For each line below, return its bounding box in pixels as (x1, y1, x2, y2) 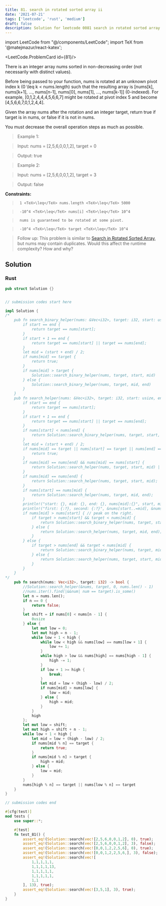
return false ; (31, 603, 61, 608)
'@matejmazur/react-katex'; (5, 45, 62, 50)
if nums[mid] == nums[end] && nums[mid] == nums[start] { (23, 460, 145, 465)
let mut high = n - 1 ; (31, 630, 79, 635)
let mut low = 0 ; (31, 625, 68, 631)
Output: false (17, 182, 44, 188)
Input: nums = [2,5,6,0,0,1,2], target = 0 (17, 143, 97, 149)
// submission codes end (5, 800, 56, 806)
